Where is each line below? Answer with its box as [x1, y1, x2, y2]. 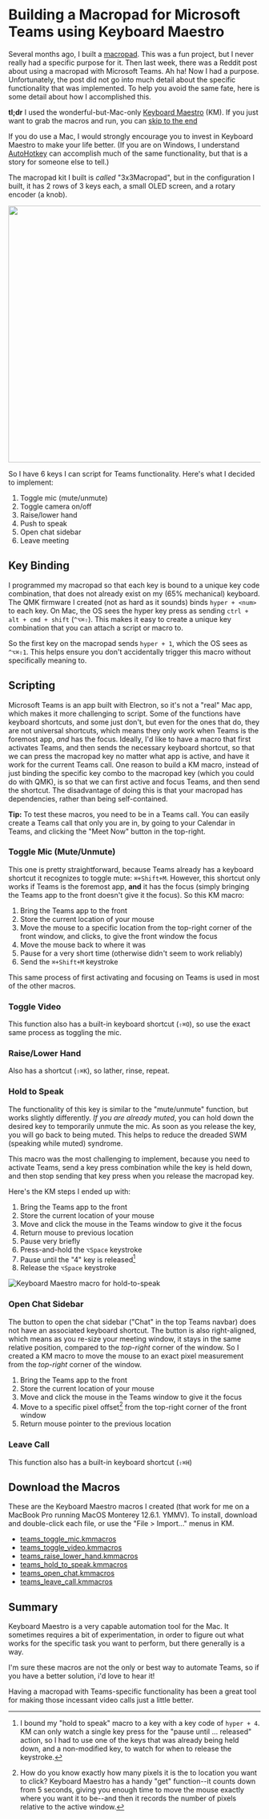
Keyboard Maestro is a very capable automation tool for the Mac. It [8, 1622, 229, 1631]
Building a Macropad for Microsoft [8, 6, 241, 24]
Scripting [8, 679, 56, 692]
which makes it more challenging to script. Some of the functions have [8, 709, 241, 718]
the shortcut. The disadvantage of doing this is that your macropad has [8, 785, 243, 795]
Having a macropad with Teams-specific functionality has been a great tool [8, 1687, 257, 1696]
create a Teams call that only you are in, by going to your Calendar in [8, 818, 235, 827]
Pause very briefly [19, 1236, 81, 1245]
